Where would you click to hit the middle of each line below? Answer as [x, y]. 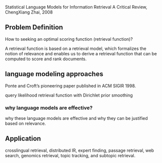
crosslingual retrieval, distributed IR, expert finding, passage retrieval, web [80, 150]
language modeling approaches [54, 74]
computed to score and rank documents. [46, 59]
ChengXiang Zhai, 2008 [29, 12]
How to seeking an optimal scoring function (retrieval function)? [69, 39]
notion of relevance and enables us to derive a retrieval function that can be [81, 53]
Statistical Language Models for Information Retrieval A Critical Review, [76, 7]
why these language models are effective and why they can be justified [77, 118]
